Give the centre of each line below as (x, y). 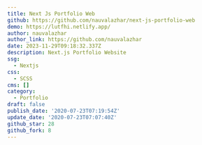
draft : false (26, 105)
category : (22, 91)
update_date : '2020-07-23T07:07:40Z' (62, 117)
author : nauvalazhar (37, 33)
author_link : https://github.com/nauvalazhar (74, 40)
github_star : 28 (31, 124)
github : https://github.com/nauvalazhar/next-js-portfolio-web (101, 20)
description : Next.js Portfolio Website (67, 53)
